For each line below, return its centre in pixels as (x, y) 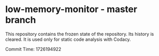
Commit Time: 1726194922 (33, 49)
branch (21, 20)
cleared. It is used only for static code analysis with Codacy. (68, 39)
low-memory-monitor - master (71, 9)
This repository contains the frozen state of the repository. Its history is (80, 34)
